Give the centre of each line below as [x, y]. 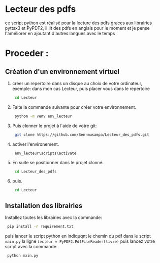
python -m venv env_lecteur [43, 116]
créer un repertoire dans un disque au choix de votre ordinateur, [77, 83]
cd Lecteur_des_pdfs [35, 172]
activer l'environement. [35, 144]
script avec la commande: [31, 246]
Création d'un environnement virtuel [62, 71]
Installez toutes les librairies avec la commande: [54, 218]
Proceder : [27, 53]
